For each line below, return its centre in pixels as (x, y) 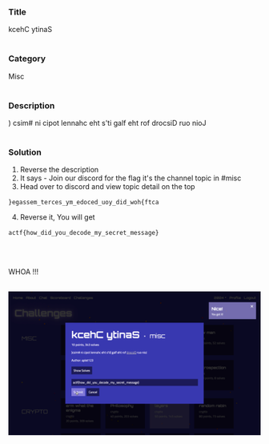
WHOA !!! (24, 272)
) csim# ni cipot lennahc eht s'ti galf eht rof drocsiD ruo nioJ (107, 123)
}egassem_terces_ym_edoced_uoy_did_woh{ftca (84, 203)
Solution (25, 152)
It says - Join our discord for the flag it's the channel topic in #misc (130, 178)
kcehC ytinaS (30, 30)
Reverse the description (59, 170)
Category (27, 59)
